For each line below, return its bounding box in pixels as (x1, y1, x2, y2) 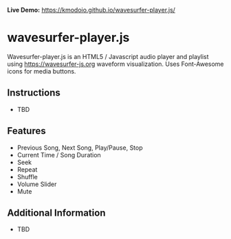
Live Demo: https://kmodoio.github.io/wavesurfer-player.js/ (7, 6, 175, 14)
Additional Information (7, 207, 106, 218)
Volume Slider (16, 180, 57, 188)
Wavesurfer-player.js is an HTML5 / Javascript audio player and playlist (7, 52, 209, 60)
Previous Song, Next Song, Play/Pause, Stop (16, 144, 143, 152)
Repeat (16, 165, 38, 174)
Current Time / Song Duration (16, 150, 101, 159)
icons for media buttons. (7, 67, 76, 75)
